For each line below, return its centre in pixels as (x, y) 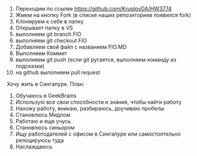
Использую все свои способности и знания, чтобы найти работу (99, 102)
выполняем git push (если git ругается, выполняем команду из (96, 60)
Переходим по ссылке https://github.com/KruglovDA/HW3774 (94, 9)
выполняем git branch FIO (48, 34)
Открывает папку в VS (44, 28)
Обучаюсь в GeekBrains (46, 96)
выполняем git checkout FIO (51, 40)
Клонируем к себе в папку (49, 21)
